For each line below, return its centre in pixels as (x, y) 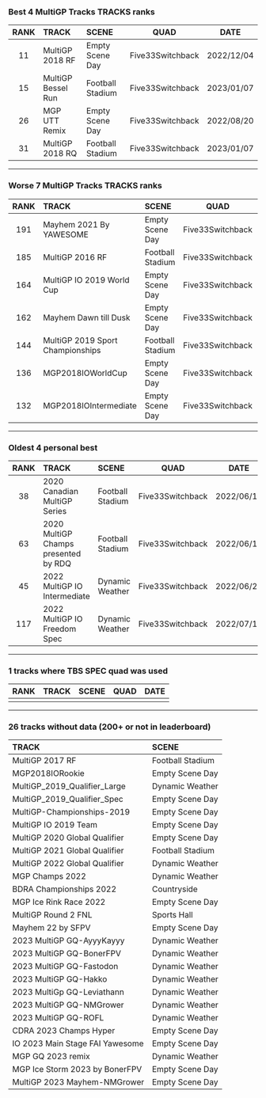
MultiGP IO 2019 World (86, 279)
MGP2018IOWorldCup (85, 373)
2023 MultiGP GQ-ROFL (58, 1018)
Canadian (61, 491)
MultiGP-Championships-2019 (71, 812)
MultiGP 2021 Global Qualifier (68, 851)
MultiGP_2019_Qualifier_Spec (68, 800)
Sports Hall (172, 915)
